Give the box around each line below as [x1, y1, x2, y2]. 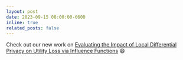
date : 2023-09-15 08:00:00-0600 [6, 14, 86, 20]
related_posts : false [6, 25, 60, 31]
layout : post [6, 8, 38, 15]
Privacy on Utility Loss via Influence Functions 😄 [6, 48, 125, 55]
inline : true [6, 19, 38, 25]
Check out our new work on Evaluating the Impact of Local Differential [6, 41, 177, 48]
